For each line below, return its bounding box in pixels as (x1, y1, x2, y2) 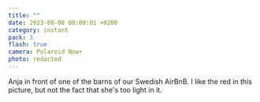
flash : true (8, 41, 47, 49)
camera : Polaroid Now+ (8, 48, 83, 56)
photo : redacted (8, 56, 61, 64)
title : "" (8, 11, 41, 20)
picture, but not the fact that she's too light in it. (8, 85, 163, 94)
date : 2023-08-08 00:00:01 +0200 (8, 19, 118, 27)
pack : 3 (8, 33, 34, 42)
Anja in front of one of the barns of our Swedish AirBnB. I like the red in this (8, 76, 252, 86)
